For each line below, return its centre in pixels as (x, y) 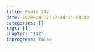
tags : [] (17, 28)
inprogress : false (29, 39)
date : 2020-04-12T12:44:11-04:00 (48, 17)
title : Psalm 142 (28, 12)
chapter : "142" (25, 34)
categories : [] (25, 23)
